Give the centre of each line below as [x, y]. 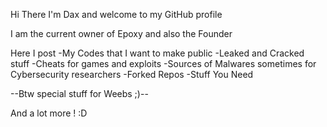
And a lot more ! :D [49, 113]
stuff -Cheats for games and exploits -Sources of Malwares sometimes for [163, 63]
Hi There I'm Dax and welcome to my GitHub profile [116, 14]
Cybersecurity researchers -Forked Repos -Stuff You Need [132, 74]
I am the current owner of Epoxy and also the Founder [121, 33]
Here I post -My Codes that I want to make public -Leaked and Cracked [157, 53]
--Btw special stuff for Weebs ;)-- [79, 93]
